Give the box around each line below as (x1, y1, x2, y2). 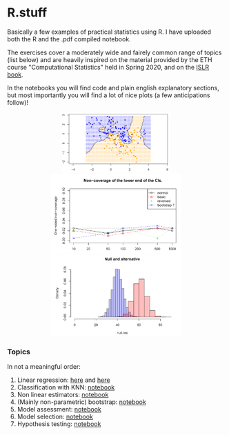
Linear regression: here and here (17, 376, 110, 384)
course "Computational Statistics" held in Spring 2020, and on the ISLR (7, 63, 210, 71)
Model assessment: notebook (17, 405, 102, 414)
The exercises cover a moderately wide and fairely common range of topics (7, 48, 222, 57)
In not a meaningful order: (7, 363, 81, 371)
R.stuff (7, 5, 48, 21)
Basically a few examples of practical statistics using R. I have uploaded (7, 28, 212, 36)
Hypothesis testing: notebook (17, 420, 101, 428)
